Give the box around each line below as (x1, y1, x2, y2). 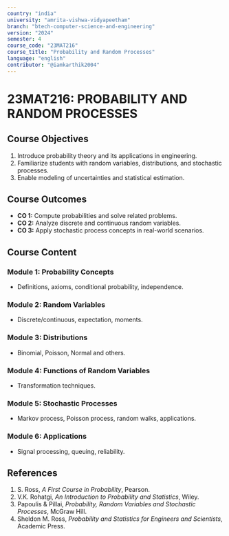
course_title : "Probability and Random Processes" (7, 49, 155, 56)
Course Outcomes (7, 194, 87, 206)
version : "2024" (7, 29, 54, 37)
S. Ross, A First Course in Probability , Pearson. (17, 486, 150, 494)
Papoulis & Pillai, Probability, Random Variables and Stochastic (17, 500, 196, 508)
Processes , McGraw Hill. (17, 508, 87, 516)
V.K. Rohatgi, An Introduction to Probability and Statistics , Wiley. (17, 493, 199, 501)
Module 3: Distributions (7, 332, 88, 342)
